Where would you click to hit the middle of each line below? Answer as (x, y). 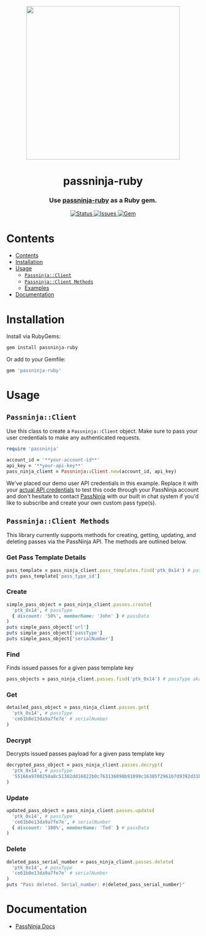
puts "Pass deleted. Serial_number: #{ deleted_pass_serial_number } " (96, 885)
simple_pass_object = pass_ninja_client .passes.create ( (79, 605)
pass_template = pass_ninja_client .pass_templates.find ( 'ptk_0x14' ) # (98, 570)
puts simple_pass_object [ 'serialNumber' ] (60, 639)
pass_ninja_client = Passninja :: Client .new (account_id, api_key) (91, 471)
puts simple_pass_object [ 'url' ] (48, 627)
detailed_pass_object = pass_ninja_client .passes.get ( (78, 708)
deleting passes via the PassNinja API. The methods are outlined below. (97, 542)
